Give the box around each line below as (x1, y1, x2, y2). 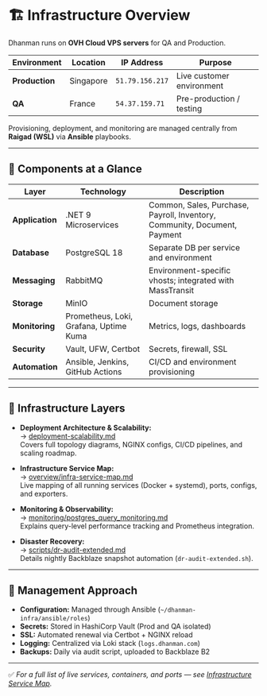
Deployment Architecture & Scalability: (19, 423, 152, 432)
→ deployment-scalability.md (19, 431, 116, 441)
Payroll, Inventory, (148, 209, 216, 220)
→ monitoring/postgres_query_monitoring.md (19, 512, 168, 522)
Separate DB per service (148, 242, 241, 253)
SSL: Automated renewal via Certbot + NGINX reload (19, 630, 193, 640)
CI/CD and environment (148, 356, 237, 367)
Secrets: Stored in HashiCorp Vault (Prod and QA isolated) (19, 621, 212, 632)
